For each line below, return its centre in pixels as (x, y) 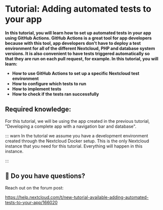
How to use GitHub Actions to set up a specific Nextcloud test (76, 73)
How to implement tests (37, 89)
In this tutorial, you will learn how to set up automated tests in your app (78, 33)
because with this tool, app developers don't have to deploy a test (73, 43)
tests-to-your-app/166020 (31, 202)
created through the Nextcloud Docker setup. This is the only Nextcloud (77, 141)
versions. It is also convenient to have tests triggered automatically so (77, 53)
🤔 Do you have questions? (45, 176)
